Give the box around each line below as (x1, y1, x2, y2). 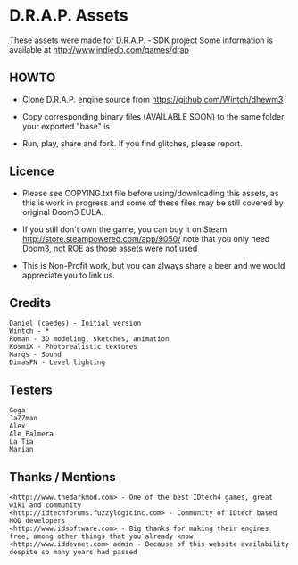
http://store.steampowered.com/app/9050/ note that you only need (21, 233, 270, 244)
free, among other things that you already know (9, 532, 194, 541)
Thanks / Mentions (9, 469, 116, 485)
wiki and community (9, 501, 82, 510)
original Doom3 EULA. (21, 206, 104, 217)
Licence (9, 164, 55, 179)
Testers (9, 382, 53, 397)
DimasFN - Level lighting (9, 358, 105, 367)
